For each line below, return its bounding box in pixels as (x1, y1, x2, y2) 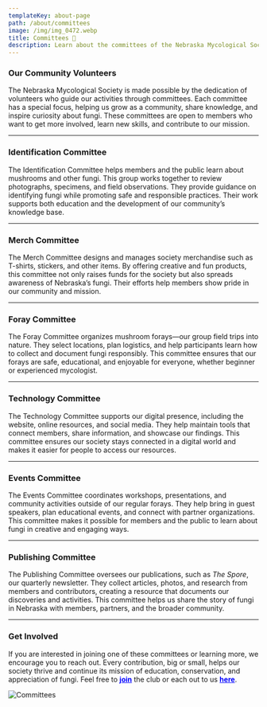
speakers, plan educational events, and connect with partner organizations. (8, 507, 256, 517)
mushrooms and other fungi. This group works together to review (8, 173, 222, 183)
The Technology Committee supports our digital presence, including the (8, 411, 244, 420)
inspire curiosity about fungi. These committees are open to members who (8, 111, 253, 120)
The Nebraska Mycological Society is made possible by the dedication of (8, 85, 248, 96)
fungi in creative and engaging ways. (8, 524, 130, 533)
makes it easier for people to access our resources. (8, 445, 177, 455)
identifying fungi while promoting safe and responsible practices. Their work (8, 190, 258, 200)
